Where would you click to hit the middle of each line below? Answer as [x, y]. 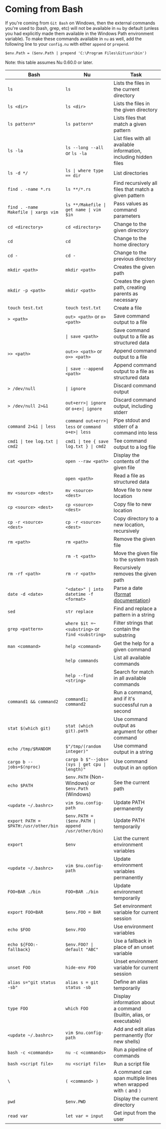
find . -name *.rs [29, 189]
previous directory [135, 258]
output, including [133, 406]
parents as [126, 293]
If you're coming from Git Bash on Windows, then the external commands [80, 23]
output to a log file [135, 447]
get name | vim [83, 209]
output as [124, 725]
